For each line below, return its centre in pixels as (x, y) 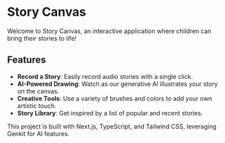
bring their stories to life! (42, 38)
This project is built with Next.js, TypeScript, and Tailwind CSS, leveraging (112, 126)
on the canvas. (38, 91)
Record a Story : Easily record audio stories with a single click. (105, 76)
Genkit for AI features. (39, 133)
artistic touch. (36, 106)
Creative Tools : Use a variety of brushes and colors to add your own (115, 98)
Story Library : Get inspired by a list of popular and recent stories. (110, 113)
